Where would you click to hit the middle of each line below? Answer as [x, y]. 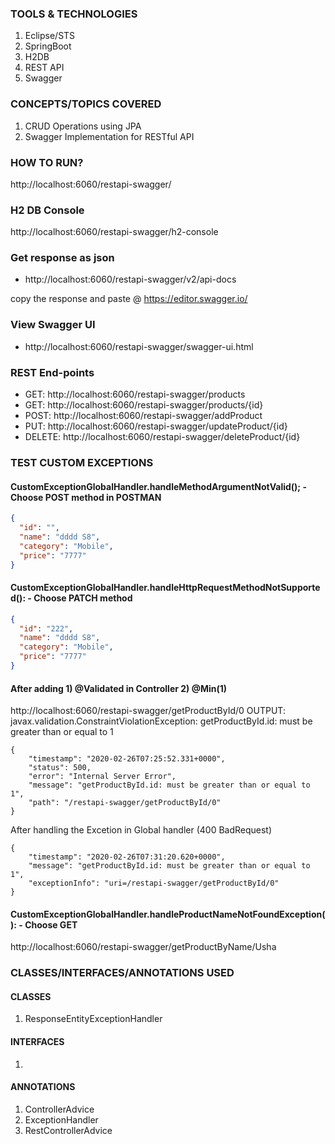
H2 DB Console [47, 210]
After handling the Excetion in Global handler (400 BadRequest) [141, 830]
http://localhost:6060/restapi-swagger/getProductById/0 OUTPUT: [148, 711]
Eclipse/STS [50, 36]
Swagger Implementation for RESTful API [109, 136]
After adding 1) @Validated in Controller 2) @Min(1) [119, 688]
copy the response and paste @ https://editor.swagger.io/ [129, 299]
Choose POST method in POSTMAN [86, 497]
